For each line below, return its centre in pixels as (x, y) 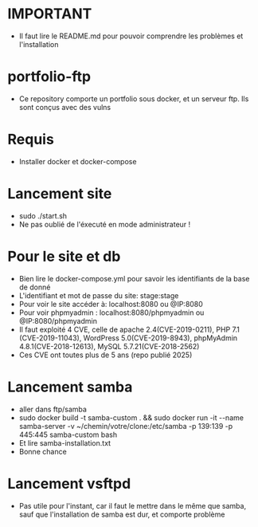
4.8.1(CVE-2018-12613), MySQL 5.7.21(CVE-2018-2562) (109, 346)
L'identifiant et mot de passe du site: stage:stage (99, 295)
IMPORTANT (50, 14)
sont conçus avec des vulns (65, 107)
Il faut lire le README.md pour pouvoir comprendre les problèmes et (131, 36)
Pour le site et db (64, 256)
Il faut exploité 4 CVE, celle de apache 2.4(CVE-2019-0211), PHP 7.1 (129, 329)
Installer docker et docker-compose (78, 161)
